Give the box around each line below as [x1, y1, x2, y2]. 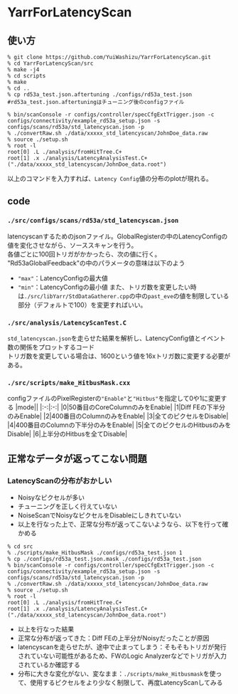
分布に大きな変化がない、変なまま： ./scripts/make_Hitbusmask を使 [17, 669, 216, 678]
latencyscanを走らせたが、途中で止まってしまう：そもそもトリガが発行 [17, 642, 227, 651]
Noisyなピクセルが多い [17, 493, 85, 502]
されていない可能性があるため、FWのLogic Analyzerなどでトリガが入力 [17, 651, 227, 660]
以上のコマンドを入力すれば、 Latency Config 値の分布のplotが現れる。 [7, 174, 213, 182]
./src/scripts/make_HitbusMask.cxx [7, 379, 131, 387]
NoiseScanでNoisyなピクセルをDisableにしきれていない [17, 510, 181, 520]
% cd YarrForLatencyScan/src [7, 60, 94, 67]
